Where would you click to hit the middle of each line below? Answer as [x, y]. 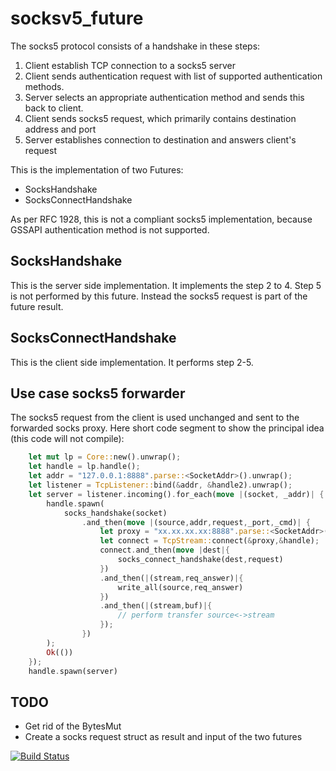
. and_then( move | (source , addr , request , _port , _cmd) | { [196, 522]
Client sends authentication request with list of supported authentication [173, 76]
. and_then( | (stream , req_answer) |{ [171, 578]
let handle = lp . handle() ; [84, 467]
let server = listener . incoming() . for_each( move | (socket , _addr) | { [176, 494]
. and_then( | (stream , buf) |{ [156, 606]
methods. [44, 86]
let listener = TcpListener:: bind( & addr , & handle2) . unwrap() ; [160, 485]
